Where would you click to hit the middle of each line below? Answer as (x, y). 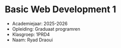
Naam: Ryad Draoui (32, 40)
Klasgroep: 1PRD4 (31, 34)
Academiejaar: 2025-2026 (40, 23)
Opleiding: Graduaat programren (46, 29)
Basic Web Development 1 (60, 9)
